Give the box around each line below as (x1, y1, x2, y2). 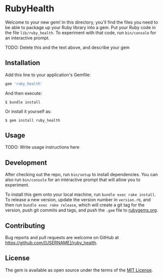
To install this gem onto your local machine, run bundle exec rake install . (5, 191, 156, 197)
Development (5, 158, 48, 167)
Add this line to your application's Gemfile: (5, 72, 91, 78)
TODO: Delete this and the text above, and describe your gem (5, 44, 130, 50)
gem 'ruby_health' (5, 81, 43, 86)
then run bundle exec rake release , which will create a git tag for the (5, 202, 145, 208)
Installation (5, 59, 40, 67)
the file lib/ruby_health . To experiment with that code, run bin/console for (5, 30, 156, 35)
